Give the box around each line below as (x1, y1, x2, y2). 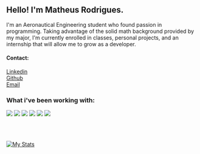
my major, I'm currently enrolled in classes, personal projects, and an (6, 33, 179, 41)
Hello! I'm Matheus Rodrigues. (6, 5, 124, 15)
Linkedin (6, 68, 28, 75)
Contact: (6, 54, 29, 61)
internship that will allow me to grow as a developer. (6, 40, 137, 47)
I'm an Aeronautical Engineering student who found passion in (6, 21, 162, 28)
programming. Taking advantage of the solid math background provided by (6, 27, 195, 35)
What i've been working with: (6, 96, 95, 104)
